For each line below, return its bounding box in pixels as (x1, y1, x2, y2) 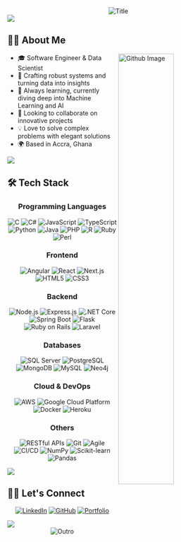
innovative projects (17, 116, 73, 124)
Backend (46, 291, 78, 301)
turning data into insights (17, 78, 90, 87)
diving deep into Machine (17, 93, 92, 102)
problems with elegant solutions (17, 131, 111, 140)
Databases (43, 341, 81, 350)
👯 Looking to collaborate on (17, 109, 98, 117)
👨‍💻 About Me (7, 35, 66, 47)
